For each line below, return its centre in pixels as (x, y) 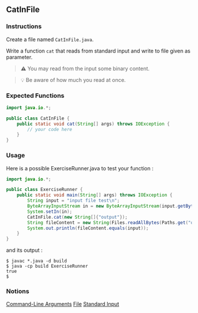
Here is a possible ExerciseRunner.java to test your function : (80, 168)
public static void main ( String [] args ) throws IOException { (95, 195)
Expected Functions (35, 95)
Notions (18, 291)
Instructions (24, 27)
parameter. (19, 57)
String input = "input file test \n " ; (73, 201)
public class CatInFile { (38, 118)
